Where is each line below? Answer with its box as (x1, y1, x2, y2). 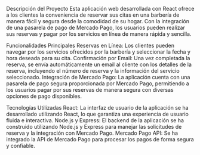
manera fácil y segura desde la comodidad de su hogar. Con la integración (6, 18, 190, 24)
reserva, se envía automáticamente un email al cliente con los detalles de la (6, 61, 192, 68)
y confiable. (6, 142, 36, 149)
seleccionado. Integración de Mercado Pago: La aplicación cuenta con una (6, 74, 190, 80)
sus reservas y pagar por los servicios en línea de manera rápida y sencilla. (6, 30, 192, 38)
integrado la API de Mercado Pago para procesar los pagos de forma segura (6, 136, 194, 142)
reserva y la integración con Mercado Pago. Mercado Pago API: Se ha (6, 129, 178, 137)
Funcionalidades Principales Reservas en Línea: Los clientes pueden (6, 42, 175, 49)
